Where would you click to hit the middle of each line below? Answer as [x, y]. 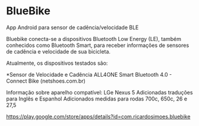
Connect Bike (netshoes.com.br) [46, 81]
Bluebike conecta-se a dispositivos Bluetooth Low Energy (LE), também [94, 39]
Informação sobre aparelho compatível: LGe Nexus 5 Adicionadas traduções [99, 92]
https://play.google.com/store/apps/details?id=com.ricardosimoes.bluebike [98, 116]
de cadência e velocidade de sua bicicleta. [59, 51]
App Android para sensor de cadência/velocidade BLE [72, 27]
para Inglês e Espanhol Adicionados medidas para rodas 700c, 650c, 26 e [97, 99]
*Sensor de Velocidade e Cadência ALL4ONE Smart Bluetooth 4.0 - [89, 74]
